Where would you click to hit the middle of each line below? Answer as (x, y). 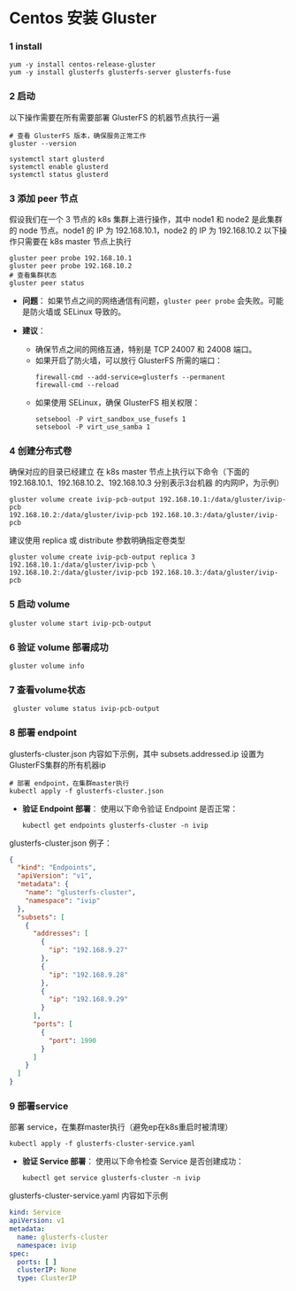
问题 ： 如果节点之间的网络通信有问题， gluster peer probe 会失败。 (145, 301)
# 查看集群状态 (33, 275)
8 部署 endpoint (43, 733)
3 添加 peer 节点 (44, 198)
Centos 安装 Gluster (83, 18)
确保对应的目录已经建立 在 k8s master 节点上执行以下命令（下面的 (129, 472)
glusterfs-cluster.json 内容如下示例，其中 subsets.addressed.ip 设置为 (137, 754)
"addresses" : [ (61, 934)
